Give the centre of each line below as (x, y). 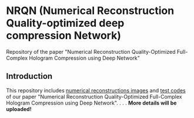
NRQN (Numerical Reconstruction (90, 11)
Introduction (29, 76)
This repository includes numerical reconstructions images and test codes (96, 90)
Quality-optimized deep (65, 23)
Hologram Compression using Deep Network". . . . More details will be (91, 103)
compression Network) (64, 36)
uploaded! (19, 109)
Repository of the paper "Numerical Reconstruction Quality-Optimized (91, 51)
